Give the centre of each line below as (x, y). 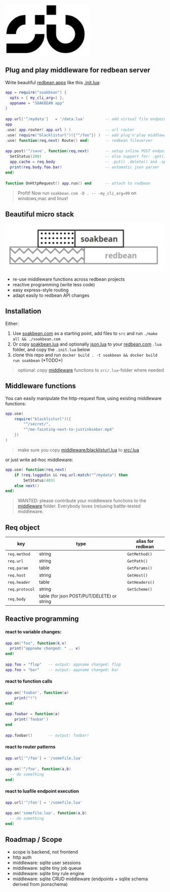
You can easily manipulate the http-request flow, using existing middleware (83, 398)
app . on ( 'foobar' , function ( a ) (37, 693)
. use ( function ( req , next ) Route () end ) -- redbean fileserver (79, 140)
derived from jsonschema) (40, 884)
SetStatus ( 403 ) (39, 480)
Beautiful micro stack (40, 214)
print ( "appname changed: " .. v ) (45, 648)
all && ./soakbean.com (36, 339)
